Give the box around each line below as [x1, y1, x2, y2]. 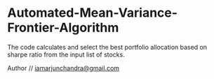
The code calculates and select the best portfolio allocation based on [7, 43, 208, 51]
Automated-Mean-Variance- [7, 5, 178, 21]
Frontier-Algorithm [7, 20, 119, 36]
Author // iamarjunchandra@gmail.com [7, 64, 120, 72]
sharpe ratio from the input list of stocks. [7, 50, 125, 59]
